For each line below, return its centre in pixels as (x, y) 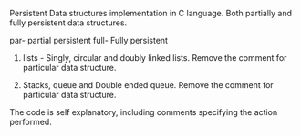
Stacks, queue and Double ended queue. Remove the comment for (148, 85)
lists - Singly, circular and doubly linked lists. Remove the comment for (155, 58)
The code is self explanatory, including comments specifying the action (144, 112)
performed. (31, 122)
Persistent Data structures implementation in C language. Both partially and (151, 13)
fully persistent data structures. (68, 23)
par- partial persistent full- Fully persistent (89, 40)
